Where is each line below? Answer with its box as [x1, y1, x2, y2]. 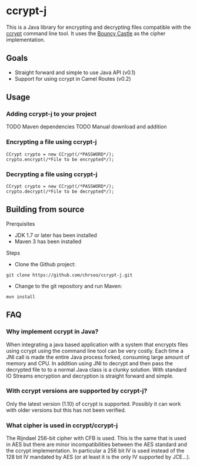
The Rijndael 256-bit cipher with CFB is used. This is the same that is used [6, 435, 186, 442]
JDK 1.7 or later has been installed [14, 232, 97, 239]
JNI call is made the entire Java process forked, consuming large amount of [6, 353, 190, 361]
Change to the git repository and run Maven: [14, 282, 122, 289]
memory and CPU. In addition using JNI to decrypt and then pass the [6, 359, 173, 366]
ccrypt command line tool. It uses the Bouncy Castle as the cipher [6, 29, 166, 37]
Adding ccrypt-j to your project [6, 110, 97, 118]
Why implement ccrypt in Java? [6, 328, 99, 336]
